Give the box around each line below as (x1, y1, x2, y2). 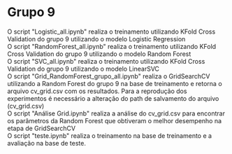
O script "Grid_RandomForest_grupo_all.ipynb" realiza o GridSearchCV (7, 71, 210, 80)
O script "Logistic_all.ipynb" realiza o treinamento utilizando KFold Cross (7, 27, 216, 36)
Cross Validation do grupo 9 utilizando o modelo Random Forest (7, 50, 191, 58)
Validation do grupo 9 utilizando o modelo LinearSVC (7, 64, 159, 73)
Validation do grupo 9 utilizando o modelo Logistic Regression (7, 34, 186, 43)
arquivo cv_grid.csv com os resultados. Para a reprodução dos (7, 87, 187, 95)
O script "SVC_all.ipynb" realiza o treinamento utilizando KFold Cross (7, 57, 205, 65)
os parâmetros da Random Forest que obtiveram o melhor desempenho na (7, 116, 222, 125)
